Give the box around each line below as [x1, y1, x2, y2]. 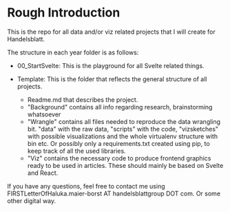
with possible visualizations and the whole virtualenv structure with [27, 132, 218, 140]
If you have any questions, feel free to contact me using [7, 182, 165, 190]
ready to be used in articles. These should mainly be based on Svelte [27, 161, 224, 169]
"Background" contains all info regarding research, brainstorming [27, 103, 213, 111]
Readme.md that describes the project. [27, 95, 138, 104]
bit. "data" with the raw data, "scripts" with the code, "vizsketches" [27, 125, 219, 133]
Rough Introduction [7, 5, 121, 21]
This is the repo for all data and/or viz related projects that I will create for [7, 28, 216, 36]
